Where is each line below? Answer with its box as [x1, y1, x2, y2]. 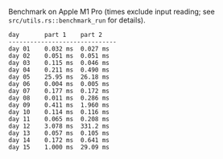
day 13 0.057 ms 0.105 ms [8, 129, 110, 137]
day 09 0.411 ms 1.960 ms [8, 101, 110, 109]
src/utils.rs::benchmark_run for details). [8, 15, 147, 25]
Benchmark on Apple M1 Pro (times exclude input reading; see [8, 7, 215, 16]
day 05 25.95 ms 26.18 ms [8, 73, 110, 81]
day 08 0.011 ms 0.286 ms [8, 94, 110, 102]
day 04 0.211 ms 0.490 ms [8, 66, 110, 74]
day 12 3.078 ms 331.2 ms [8, 122, 110, 130]
